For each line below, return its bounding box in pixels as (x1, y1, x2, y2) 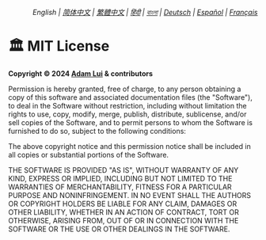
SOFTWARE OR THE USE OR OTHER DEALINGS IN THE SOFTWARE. (8, 224, 230, 234)
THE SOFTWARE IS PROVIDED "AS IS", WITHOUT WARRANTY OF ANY (8, 165, 239, 174)
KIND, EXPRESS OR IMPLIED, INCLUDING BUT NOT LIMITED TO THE (8, 173, 233, 183)
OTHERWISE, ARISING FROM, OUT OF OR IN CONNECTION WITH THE (8, 215, 239, 225)
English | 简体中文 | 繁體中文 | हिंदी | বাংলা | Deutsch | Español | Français (32, 7, 258, 17)
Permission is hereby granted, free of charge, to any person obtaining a (8, 84, 241, 93)
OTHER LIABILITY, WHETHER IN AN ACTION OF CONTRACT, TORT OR (8, 207, 239, 217)
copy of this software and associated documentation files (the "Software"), (8, 92, 253, 102)
